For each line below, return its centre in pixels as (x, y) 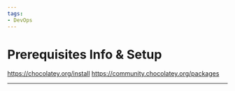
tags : (15, 14)
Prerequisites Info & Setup (85, 55)
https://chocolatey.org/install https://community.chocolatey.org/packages (113, 74)
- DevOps (20, 20)
